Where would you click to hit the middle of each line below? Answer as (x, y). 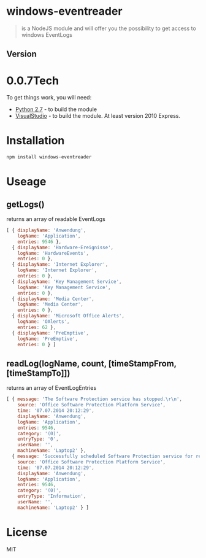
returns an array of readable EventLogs (56, 219)
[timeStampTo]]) (38, 373)
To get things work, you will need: (49, 98)
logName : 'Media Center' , (51, 304)
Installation (36, 141)
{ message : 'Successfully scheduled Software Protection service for (102, 456)
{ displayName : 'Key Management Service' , (67, 281)
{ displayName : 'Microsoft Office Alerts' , (68, 316)
